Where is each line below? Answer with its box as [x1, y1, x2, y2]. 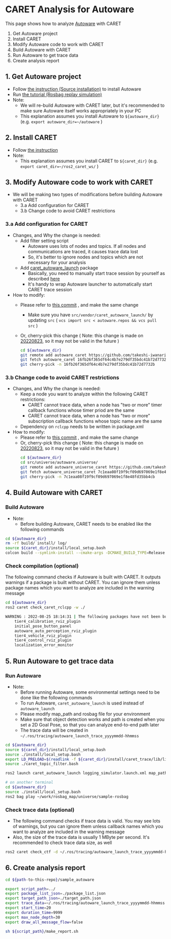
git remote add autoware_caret [20, 353, 87, 358]
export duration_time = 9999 [5, 910, 63, 915]
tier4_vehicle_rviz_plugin [14, 633, 72, 638]
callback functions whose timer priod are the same [27, 407, 135, 413]
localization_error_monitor [14, 643, 74, 648]
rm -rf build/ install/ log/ [5, 541, 67, 546]
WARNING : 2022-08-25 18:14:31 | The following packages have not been [5, 614, 160, 619]
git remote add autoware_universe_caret [20, 465, 107, 470]
